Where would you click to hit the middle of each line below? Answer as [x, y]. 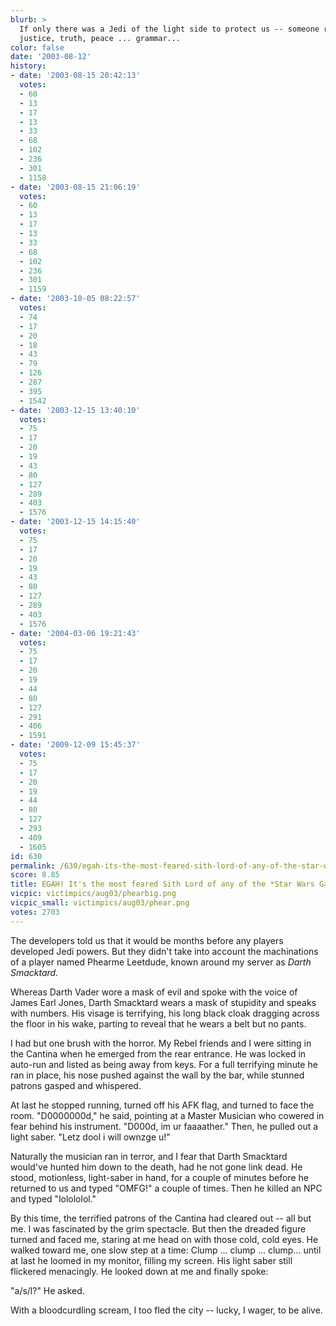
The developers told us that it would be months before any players [147, 940]
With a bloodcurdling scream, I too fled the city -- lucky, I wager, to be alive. [166, 1310]
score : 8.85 [35, 875]
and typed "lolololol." [53, 1198]
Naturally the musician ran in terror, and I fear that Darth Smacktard [149, 1156]
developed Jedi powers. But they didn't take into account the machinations [164, 951]
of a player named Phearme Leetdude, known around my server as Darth [161, 962]
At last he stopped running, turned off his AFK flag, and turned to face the [162, 1105]
